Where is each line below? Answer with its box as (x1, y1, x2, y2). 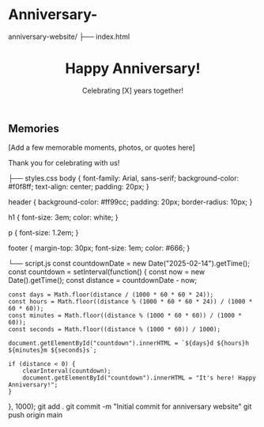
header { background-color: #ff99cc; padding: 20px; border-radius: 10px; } (8, 197, 253, 207)
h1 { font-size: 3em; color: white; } (8, 212, 119, 223)
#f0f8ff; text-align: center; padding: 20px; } (8, 182, 149, 192)
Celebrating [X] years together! (81, 86, 184, 95)
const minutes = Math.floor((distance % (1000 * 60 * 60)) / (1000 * (8, 311, 243, 320)
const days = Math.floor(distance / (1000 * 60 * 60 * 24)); (8, 291, 214, 299)
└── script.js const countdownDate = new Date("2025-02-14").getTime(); (8, 259, 251, 269)
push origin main (8, 410, 63, 420)
